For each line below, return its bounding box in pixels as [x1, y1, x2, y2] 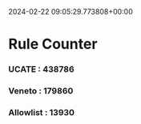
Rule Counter [8, 35, 98, 53]
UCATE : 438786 [8, 64, 75, 75]
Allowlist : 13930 [8, 106, 75, 118]
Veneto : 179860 [8, 85, 74, 97]
